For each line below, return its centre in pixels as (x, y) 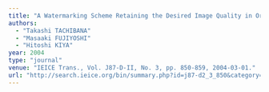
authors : (23, 23)
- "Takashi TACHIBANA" (53, 30)
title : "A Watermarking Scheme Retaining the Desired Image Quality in (130, 16)
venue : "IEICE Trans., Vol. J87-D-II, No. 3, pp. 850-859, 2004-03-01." (132, 68)
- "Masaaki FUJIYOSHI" (53, 38)
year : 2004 (26, 53)
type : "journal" (35, 61)
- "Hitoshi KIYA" (44, 46)
